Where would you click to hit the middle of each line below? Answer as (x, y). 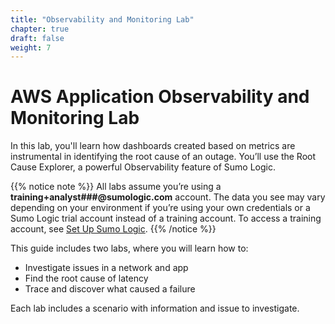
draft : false (37, 38)
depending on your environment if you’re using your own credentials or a (160, 208)
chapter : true (40, 29)
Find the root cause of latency (86, 278)
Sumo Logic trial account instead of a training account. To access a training (166, 218)
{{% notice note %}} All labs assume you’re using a (116, 187)
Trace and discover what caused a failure (110, 289)
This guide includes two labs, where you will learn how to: (129, 248)
